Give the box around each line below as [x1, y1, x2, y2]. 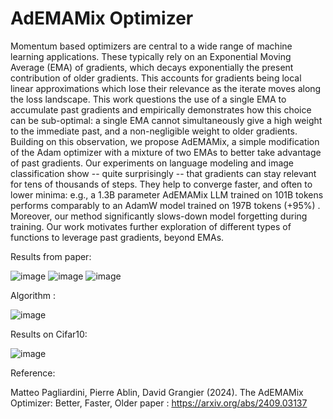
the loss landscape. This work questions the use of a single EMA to [10, 93, 287, 105]
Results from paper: [10, 250, 92, 262]
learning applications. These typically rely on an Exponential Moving [10, 50, 292, 62]
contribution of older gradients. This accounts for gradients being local [10, 72, 302, 84]
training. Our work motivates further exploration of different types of [10, 220, 292, 232]
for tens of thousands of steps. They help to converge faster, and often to [10, 178, 313, 190]
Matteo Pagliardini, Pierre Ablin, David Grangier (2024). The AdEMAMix [10, 386, 304, 398]
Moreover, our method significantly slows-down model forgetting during [10, 210, 308, 222]
